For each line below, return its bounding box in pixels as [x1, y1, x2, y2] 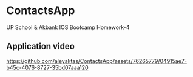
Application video [6, 41, 75, 52]
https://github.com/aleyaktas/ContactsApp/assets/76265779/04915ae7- [6, 57, 187, 64]
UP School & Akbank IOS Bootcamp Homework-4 [6, 24, 130, 31]
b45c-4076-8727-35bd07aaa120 [6, 64, 89, 71]
